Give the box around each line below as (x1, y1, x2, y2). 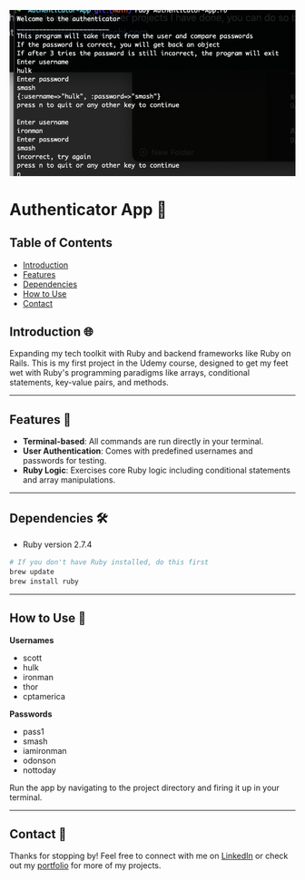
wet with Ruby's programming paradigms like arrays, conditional (9, 367, 251, 378)
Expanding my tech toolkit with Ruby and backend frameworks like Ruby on (9, 348, 292, 359)
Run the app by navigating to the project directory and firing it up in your (9, 782, 280, 793)
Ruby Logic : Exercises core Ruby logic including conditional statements (22, 464, 290, 476)
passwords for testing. (22, 455, 107, 466)
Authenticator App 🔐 (9, 199, 168, 220)
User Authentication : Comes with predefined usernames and (22, 445, 253, 456)
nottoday (22, 764, 56, 776)
